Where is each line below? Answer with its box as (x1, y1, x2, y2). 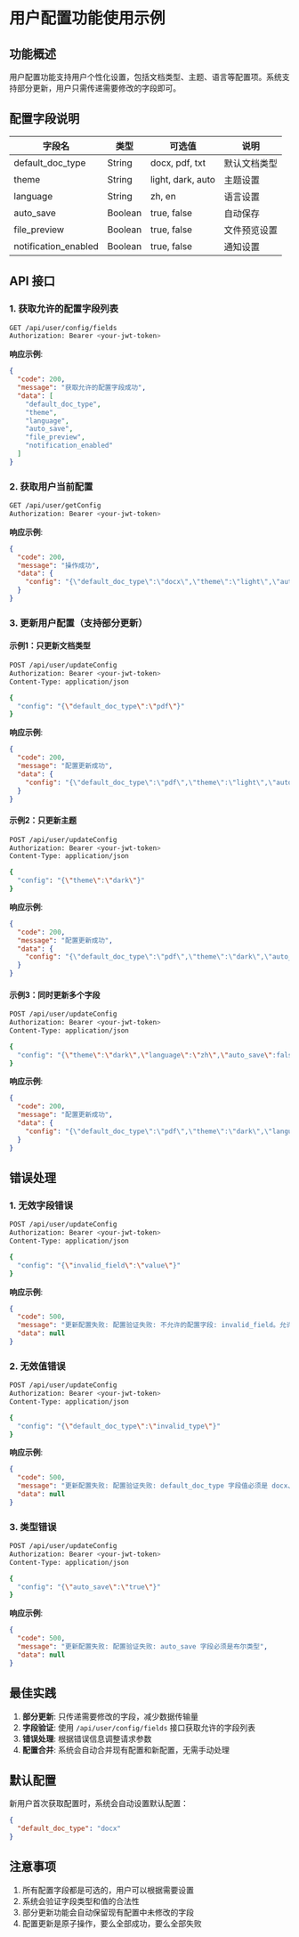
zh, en (149, 190, 176, 202)
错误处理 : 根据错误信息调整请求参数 (21, 1733, 152, 1744)
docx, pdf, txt (149, 157, 206, 169)
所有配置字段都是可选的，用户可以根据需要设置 (21, 1884, 194, 1895)
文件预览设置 (223, 223, 279, 236)
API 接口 (9, 273, 56, 289)
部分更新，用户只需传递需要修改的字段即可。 (16, 83, 181, 93)
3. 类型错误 (9, 1520, 57, 1533)
